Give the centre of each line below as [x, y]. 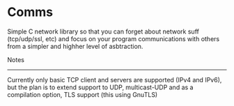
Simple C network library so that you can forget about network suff [103, 31]
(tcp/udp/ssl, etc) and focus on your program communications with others [114, 38]
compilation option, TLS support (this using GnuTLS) [83, 94]
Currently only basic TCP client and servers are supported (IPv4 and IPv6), [115, 79]
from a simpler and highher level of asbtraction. [75, 46]
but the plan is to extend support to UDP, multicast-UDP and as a [100, 87]
